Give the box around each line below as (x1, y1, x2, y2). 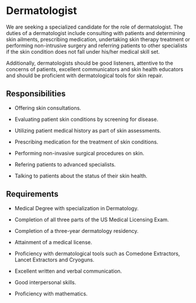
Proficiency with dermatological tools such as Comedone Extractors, (14, 250, 180, 257)
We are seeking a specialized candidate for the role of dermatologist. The (6, 23, 183, 30)
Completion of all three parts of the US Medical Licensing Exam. (14, 216, 169, 223)
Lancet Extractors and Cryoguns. (14, 256, 95, 263)
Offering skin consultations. (14, 104, 81, 112)
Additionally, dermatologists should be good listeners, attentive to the (6, 60, 174, 67)
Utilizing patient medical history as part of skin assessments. (14, 127, 161, 134)
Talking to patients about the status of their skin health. (14, 172, 147, 179)
